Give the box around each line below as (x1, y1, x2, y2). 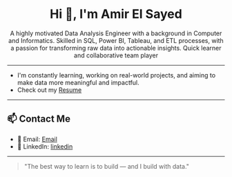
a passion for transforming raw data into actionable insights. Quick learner (10, 44, 222, 52)
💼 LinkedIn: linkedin (17, 142, 73, 151)
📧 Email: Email (17, 135, 57, 143)
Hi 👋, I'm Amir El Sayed (49, 6, 183, 22)
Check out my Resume (17, 86, 82, 94)
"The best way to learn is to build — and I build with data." (23, 162, 190, 170)
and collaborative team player (73, 51, 159, 59)
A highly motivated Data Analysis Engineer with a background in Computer (10, 29, 222, 37)
